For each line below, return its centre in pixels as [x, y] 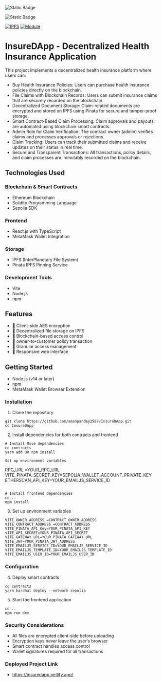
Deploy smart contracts [36, 577]
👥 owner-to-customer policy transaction [52, 341]
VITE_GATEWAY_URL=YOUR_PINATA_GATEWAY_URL [49, 537]
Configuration [22, 567]
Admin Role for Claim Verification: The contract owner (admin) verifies [82, 132]
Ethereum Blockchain [33, 198]
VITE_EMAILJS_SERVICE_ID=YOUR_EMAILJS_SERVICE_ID [56, 546]
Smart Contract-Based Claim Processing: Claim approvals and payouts [83, 121]
